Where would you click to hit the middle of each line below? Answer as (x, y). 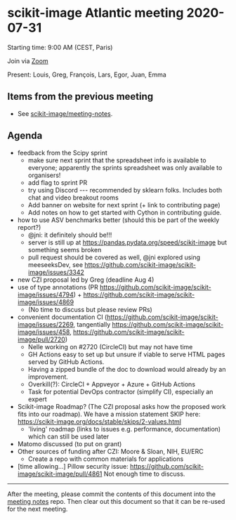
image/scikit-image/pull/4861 (60, 474)
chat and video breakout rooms (73, 197)
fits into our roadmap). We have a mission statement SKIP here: (109, 414)
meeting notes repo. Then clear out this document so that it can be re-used (116, 501)
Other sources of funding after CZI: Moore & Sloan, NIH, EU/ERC (110, 451)
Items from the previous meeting (80, 97)
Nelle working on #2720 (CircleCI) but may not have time (110, 346)
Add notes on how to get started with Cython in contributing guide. (125, 212)
